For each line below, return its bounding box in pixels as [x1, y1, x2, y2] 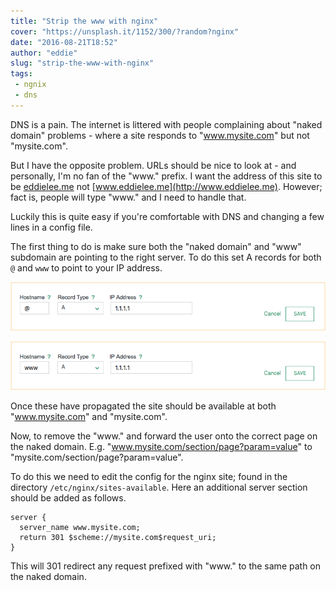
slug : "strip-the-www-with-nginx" [10, 58, 155, 69]
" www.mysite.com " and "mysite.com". [10, 410, 168, 422]
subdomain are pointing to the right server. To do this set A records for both [10, 251, 322, 263]
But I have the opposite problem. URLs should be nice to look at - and [10, 159, 297, 171]
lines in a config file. [10, 221, 93, 233]
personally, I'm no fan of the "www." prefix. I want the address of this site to [10, 170, 323, 182]
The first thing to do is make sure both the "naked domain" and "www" [10, 240, 302, 252]
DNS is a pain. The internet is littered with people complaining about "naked [10, 118, 323, 130]
